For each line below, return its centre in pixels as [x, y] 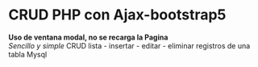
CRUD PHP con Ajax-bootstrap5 [117, 15]
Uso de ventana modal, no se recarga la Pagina [88, 37]
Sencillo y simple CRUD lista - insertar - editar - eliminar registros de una [129, 45]
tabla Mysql [28, 54]
